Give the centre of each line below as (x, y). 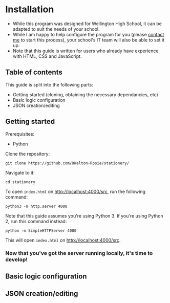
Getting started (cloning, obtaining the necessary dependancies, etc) (86, 94)
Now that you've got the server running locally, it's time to (79, 253)
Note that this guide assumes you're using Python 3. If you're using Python (84, 215)
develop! (17, 259)
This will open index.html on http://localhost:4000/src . (63, 240)
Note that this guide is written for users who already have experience (86, 51)
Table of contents (34, 72)
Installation (30, 9)
